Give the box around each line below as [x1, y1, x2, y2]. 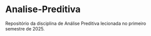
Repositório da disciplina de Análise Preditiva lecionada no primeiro [5, 20, 146, 26]
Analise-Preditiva [5, 4, 81, 15]
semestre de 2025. [5, 25, 45, 31]
